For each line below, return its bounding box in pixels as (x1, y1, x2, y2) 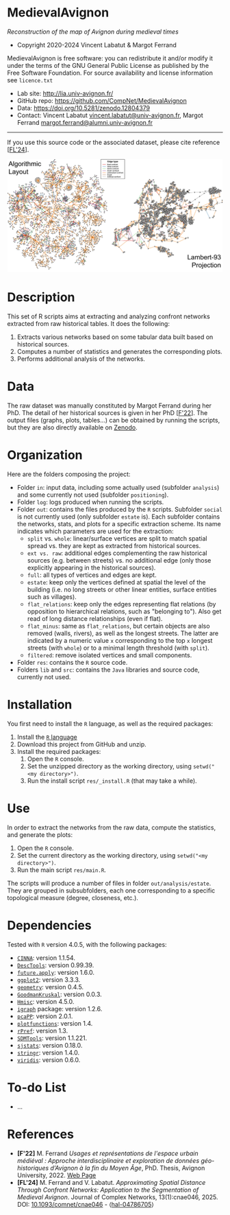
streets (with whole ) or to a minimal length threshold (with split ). (27, 644, 210, 652)
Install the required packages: (16, 748, 101, 755)
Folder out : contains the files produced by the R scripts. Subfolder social (16, 506, 222, 514)
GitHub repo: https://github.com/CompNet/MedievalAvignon (16, 96, 187, 104)
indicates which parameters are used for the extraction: (16, 527, 174, 536)
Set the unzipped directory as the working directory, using (27, 762, 192, 770)
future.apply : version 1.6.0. (16, 968, 94, 976)
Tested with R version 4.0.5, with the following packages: (7, 940, 167, 948)
